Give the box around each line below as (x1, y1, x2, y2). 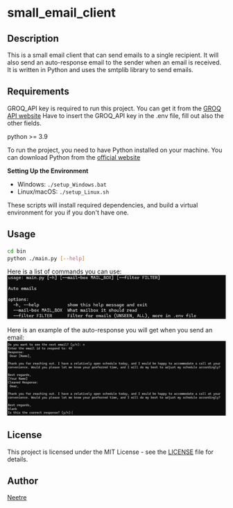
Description (7, 33, 59, 44)
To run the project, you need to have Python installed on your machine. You (7, 146, 223, 154)
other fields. (7, 119, 42, 127)
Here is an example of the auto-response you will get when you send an (7, 326, 213, 335)
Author (7, 475, 38, 486)
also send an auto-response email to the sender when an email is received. (7, 58, 222, 67)
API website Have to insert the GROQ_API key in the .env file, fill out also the (7, 111, 224, 119)
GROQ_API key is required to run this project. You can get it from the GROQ (7, 104, 222, 112)
